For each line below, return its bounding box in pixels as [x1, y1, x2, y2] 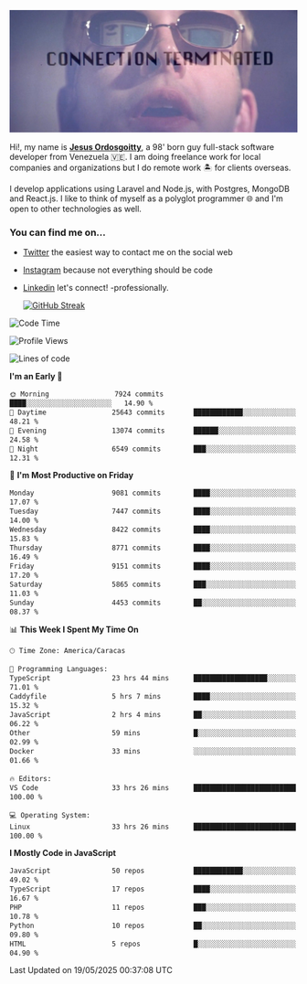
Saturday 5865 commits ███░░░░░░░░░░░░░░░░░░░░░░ [9, 580, 297, 590]
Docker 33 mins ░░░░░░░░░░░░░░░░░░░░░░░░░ [9, 747, 297, 756]
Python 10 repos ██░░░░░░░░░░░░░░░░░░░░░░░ [9, 921, 297, 931]
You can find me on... [9, 226, 107, 239]
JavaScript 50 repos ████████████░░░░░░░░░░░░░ [9, 866, 297, 876]
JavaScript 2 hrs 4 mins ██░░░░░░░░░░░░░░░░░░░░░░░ [9, 711, 297, 720]
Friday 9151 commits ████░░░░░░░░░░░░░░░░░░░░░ [9, 562, 297, 572]
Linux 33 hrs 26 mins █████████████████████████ [9, 822, 297, 832]
